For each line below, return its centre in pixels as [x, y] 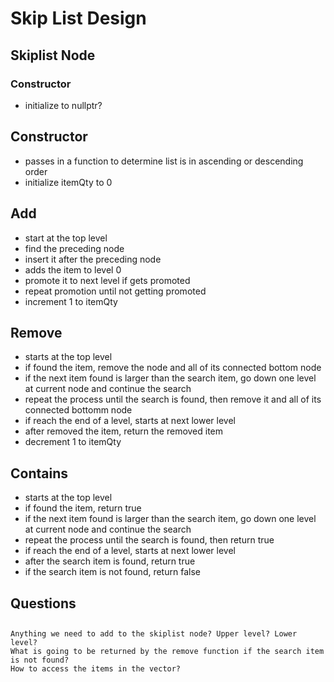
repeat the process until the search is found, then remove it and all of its [173, 399]
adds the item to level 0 [73, 269]
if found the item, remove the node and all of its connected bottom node [173, 368]
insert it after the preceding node [93, 259]
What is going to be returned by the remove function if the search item [167, 651]
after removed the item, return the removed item [124, 431]
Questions [43, 603]
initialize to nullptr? [63, 105]
